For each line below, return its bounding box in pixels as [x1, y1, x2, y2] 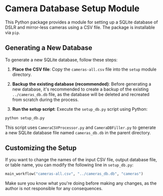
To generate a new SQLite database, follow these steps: [5, 57, 118, 63]
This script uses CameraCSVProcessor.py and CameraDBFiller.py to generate [5, 124, 156, 130]
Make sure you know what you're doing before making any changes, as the [5, 180, 157, 186]
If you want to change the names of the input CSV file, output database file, [5, 157, 158, 163]
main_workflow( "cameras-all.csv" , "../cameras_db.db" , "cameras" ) [5, 171, 143, 176]
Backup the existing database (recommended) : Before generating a [12, 81, 152, 87]
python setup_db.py [5, 116, 45, 121]
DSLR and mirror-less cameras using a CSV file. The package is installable [5, 24, 155, 30]
